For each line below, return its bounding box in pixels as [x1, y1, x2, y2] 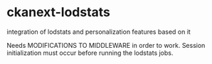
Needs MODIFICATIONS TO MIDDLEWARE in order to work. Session [6, 41, 206, 49]
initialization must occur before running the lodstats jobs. [6, 49, 174, 57]
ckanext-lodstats [6, 4, 111, 20]
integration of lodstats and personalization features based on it [6, 27, 191, 36]
